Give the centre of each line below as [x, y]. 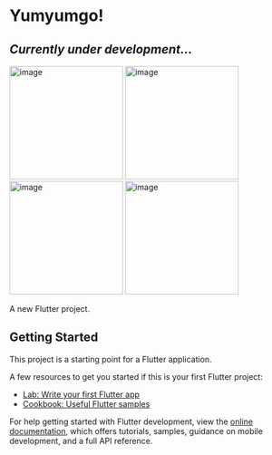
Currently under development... [101, 49]
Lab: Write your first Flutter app [81, 394]
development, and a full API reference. [81, 440]
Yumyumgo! [57, 16]
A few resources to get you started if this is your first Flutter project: [136, 376]
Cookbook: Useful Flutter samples [86, 403]
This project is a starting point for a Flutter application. [111, 359]
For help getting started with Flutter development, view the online [131, 421]
